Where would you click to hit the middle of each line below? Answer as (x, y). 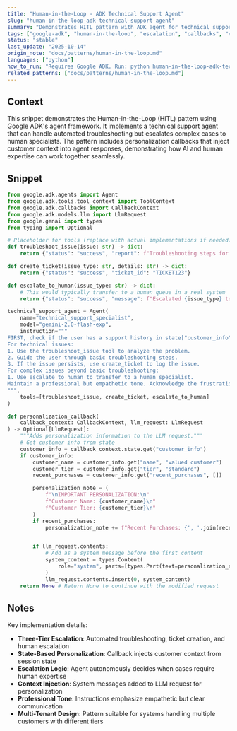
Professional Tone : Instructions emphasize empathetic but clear (111, 699)
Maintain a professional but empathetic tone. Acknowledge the (102, 384)
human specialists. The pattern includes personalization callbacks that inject (118, 141)
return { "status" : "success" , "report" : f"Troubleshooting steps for (124, 254)
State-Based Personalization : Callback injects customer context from (119, 654)
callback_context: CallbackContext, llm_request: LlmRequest (111, 423)
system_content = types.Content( (94, 560)
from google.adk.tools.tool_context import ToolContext (91, 201)
